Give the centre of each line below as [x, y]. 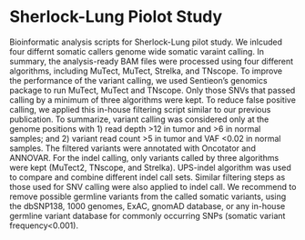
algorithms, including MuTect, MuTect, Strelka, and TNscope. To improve [146, 71]
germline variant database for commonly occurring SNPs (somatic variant [147, 215]
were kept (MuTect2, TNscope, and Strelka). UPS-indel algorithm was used [150, 167]
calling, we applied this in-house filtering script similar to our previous [140, 109]
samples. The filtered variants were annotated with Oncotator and [133, 148]
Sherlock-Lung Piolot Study [116, 17]
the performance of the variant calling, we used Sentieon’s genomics [138, 80]
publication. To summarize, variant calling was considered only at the [139, 119]
